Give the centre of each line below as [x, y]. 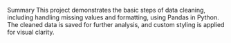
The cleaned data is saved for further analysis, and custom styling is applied [116, 25]
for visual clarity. [31, 32]
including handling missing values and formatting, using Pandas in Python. [113, 17]
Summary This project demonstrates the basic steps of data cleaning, [107, 10]
